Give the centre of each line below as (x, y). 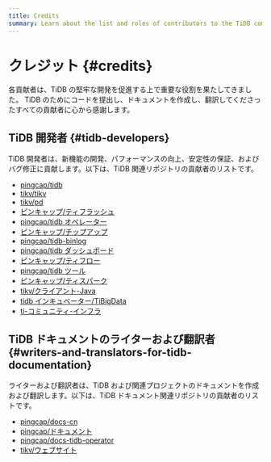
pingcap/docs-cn (49, 422)
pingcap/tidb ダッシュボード (67, 250)
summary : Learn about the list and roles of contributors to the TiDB (129, 23)
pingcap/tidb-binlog (53, 241)
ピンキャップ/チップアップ (64, 232)
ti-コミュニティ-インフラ (60, 311)
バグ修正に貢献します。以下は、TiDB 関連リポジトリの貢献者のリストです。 (133, 169)
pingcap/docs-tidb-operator (67, 440)
